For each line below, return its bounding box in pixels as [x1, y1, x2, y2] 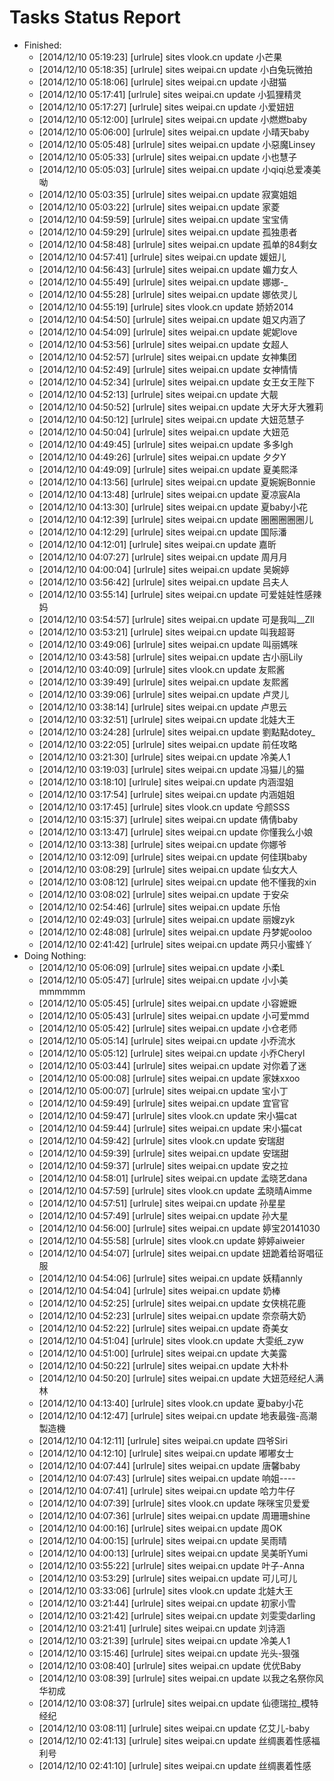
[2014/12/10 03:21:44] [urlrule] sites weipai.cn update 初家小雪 [38, 1597, 297, 1609]
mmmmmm [38, 985, 86, 997]
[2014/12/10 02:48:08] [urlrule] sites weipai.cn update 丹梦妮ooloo [38, 926, 312, 938]
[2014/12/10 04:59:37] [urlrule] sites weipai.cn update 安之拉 [38, 1159, 289, 1171]
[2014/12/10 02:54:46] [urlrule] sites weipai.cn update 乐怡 [38, 901, 281, 913]
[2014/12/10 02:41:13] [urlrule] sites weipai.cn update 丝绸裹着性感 [38, 1734, 312, 1746]
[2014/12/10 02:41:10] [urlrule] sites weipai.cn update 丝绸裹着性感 [38, 1759, 312, 1771]
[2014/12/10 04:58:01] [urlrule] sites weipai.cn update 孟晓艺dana [38, 1172, 308, 1184]
